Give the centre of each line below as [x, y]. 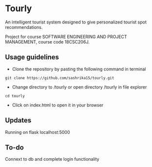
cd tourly [15, 96]
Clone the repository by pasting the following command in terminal [79, 69]
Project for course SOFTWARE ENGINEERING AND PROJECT [66, 37]
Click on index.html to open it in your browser [58, 105]
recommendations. [24, 27]
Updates [18, 120]
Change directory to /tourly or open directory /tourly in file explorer [79, 87]
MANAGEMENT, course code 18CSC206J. [47, 42]
